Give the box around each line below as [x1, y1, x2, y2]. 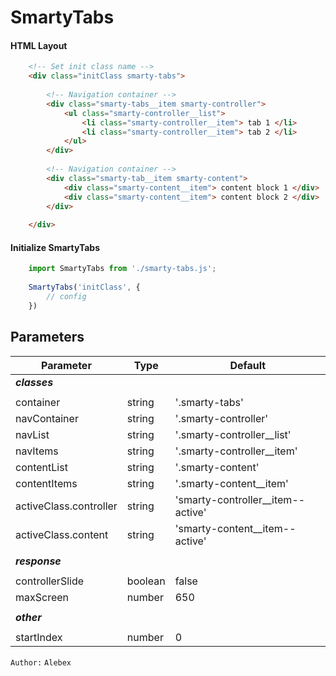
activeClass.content [15, 527, 109, 541]
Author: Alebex [10, 657, 72, 668]
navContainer [15, 411, 79, 425]
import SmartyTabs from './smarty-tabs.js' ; [28, 264, 217, 274]
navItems [15, 444, 59, 458]
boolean [126, 574, 166, 588]
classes [15, 375, 54, 389]
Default [229, 358, 267, 372]
